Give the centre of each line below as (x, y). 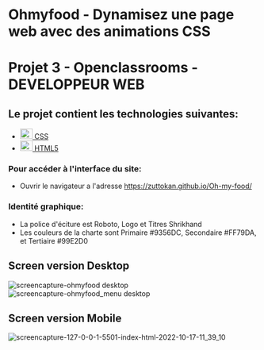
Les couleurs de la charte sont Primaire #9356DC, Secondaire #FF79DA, (138, 233)
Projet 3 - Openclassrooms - (103, 68)
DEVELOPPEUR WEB (77, 85)
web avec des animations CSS (110, 31)
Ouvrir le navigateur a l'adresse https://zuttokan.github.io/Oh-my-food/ (136, 186)
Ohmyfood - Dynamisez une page (121, 15)
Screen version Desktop (69, 266)
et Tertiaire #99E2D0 (54, 240)
